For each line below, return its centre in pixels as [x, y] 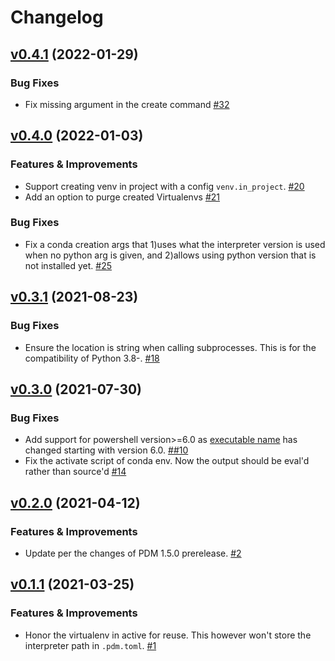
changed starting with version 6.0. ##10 [106, 450]
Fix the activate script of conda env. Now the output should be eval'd [167, 461]
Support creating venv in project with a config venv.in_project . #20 [164, 186]
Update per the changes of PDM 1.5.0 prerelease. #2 [133, 553]
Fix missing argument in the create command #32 [127, 104]
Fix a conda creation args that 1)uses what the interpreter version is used [175, 244]
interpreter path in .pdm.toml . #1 [90, 645]
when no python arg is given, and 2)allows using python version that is [170, 255]
